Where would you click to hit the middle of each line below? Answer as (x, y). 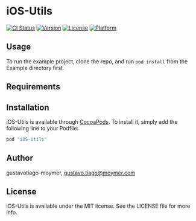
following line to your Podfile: (43, 128)
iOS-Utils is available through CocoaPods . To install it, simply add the (92, 121)
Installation (28, 107)
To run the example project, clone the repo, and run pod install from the (97, 61)
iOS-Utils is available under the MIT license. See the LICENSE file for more (98, 206)
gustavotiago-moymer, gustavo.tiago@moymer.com (71, 173)
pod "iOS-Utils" (27, 139)
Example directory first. (35, 68)
